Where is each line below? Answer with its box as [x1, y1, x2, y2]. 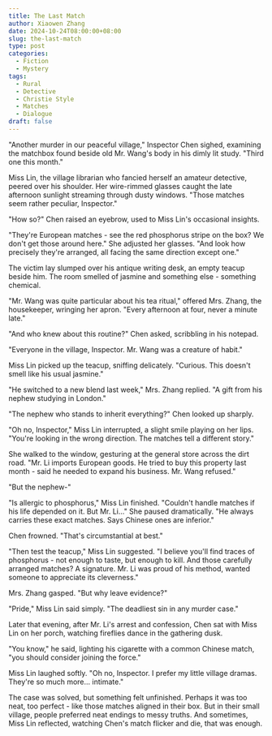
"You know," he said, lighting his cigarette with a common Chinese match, [8, 643, 255, 653]
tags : [8, 72, 27, 80]
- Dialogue [15, 110, 53, 118]
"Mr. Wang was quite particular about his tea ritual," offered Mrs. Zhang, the [8, 295, 262, 305]
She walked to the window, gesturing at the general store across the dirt [8, 449, 250, 458]
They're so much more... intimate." [8, 677, 124, 687]
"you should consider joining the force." [8, 652, 141, 662]
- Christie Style [15, 95, 75, 103]
